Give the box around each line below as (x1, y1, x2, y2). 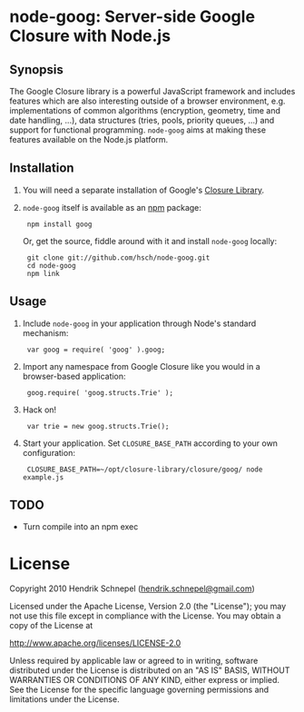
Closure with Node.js (9, 25, 171, 46)
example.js (22, 472, 64, 482)
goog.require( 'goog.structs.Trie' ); (26, 388, 174, 397)
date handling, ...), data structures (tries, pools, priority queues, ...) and (9, 115, 275, 125)
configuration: (22, 447, 75, 458)
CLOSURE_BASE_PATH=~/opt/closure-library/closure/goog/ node (26, 465, 263, 474)
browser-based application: (22, 371, 126, 381)
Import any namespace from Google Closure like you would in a (22, 361, 260, 371)
